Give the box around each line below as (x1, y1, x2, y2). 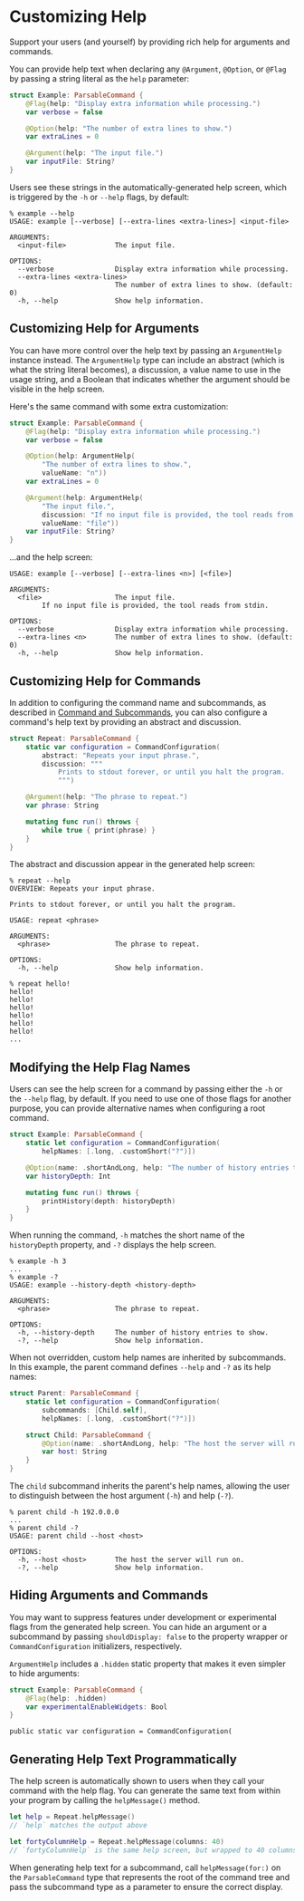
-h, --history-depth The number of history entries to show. (17, 1328, 270, 1337)
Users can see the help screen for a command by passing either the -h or (9, 1084, 283, 1095)
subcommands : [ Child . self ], (42, 1405, 147, 1414)
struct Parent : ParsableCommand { (9, 1389, 140, 1398)
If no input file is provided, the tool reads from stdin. (42, 601, 270, 611)
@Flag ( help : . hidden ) (25, 1694, 107, 1703)
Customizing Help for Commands (9, 673, 202, 689)
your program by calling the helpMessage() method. (9, 1795, 201, 1806)
